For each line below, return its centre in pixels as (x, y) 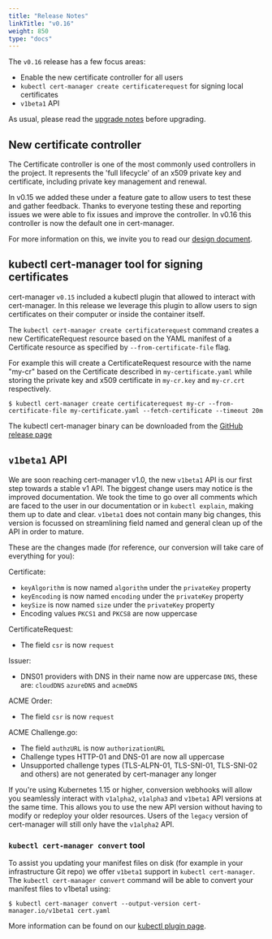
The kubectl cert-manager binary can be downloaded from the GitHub (126, 426)
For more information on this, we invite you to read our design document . (131, 239)
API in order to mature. (46, 531)
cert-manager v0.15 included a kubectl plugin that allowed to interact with (132, 297)
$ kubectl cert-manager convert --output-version (94, 903)
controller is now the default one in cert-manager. (91, 224)
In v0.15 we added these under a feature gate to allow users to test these (130, 198)
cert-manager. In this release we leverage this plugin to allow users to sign (133, 305)
